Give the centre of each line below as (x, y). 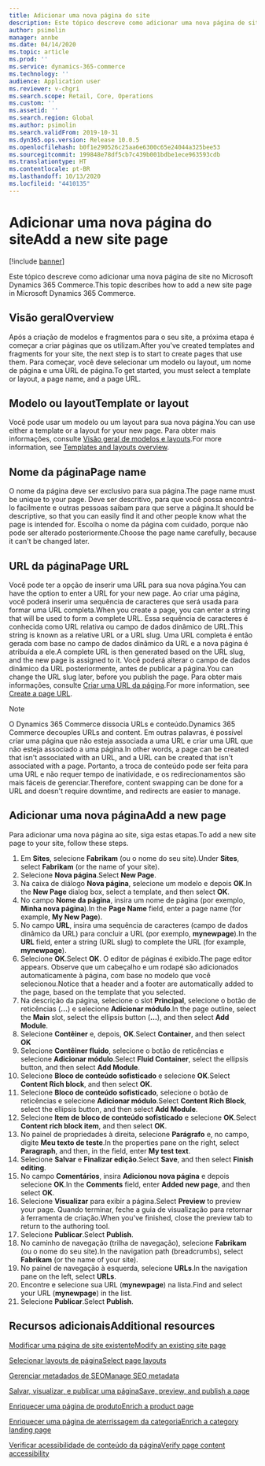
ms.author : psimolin (43, 125)
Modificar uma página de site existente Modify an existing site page (118, 1345)
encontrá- (241, 500)
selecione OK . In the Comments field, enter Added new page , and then (135, 1184)
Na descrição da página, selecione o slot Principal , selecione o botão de (138, 1000)
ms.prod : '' (28, 60)
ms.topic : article (39, 52)
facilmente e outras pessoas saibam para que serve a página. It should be (135, 508)
